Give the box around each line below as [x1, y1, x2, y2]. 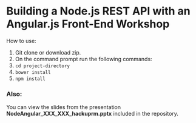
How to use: [6, 37, 36, 44]
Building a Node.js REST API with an [6, 4, 191, 18]
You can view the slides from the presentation [6, 104, 121, 111]
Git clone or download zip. [15, 48, 81, 56]
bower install [15, 69, 51, 75]
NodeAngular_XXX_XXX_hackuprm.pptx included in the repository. [6, 110, 179, 118]
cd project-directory [15, 62, 70, 69]
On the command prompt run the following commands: [15, 55, 153, 62]
